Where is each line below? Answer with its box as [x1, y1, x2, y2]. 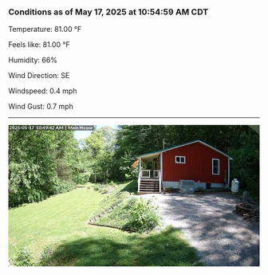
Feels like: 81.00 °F [8, 40, 70, 49]
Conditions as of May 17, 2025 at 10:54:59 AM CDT [8, 6, 209, 18]
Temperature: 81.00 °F [8, 25, 82, 34]
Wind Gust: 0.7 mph [8, 102, 73, 112]
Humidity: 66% [8, 55, 58, 65]
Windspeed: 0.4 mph [8, 86, 77, 96]
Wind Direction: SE [8, 71, 70, 81]
